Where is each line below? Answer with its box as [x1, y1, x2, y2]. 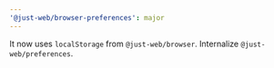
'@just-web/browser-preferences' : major [9, 13, 166, 23]
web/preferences [9, 49, 71, 59]
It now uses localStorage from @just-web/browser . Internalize [9, 38, 239, 49]
